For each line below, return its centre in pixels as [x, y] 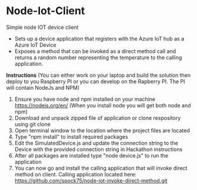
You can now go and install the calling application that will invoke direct [101, 168]
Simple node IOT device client [42, 27]
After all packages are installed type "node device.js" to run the [91, 155]
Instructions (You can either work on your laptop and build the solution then [98, 75]
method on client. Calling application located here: [76, 174]
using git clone [33, 124]
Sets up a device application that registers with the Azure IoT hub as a [99, 38]
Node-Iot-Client [46, 11]
